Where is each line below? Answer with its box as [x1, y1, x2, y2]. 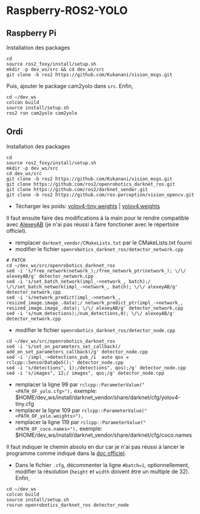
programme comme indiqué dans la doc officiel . [6, 450, 126, 457]
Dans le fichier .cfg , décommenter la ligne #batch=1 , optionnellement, [15, 461, 190, 468]
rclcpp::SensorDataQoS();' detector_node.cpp [6, 359, 123, 366]
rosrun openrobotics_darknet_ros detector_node [6, 502, 129, 508]
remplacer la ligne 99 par [15, 381, 78, 388]
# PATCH [6, 257, 26, 263]
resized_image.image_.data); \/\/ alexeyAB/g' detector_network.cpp [6, 305, 184, 311]
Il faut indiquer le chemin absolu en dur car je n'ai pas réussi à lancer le [6, 443, 185, 450]
